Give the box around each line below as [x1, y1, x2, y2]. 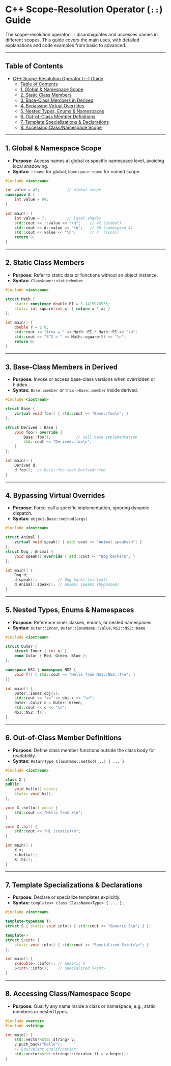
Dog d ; [14, 573, 28, 578]
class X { [5, 777, 26, 782]
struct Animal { [5, 535, 40, 540]
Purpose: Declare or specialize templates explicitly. [12, 894, 121, 900]
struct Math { [5, 297, 36, 302]
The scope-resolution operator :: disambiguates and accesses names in [5, 31, 158, 37]
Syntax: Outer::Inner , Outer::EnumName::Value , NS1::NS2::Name [12, 625, 146, 631]
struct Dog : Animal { [5, 549, 53, 554]
